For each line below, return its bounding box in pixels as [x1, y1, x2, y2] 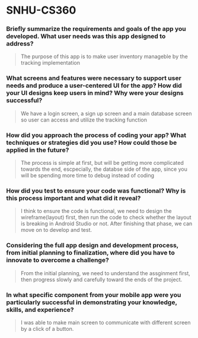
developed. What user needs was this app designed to [6, 32, 166, 40]
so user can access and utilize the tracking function [20, 116, 147, 123]
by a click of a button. [20, 325, 74, 332]
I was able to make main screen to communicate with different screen [20, 318, 191, 326]
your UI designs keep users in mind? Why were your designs [6, 89, 184, 97]
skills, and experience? [6, 305, 74, 314]
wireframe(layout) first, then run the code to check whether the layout [20, 214, 191, 221]
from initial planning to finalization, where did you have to [6, 248, 175, 257]
